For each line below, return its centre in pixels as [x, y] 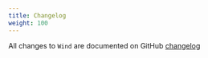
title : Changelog [37, 15]
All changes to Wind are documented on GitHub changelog [104, 45]
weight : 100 [28, 23]
